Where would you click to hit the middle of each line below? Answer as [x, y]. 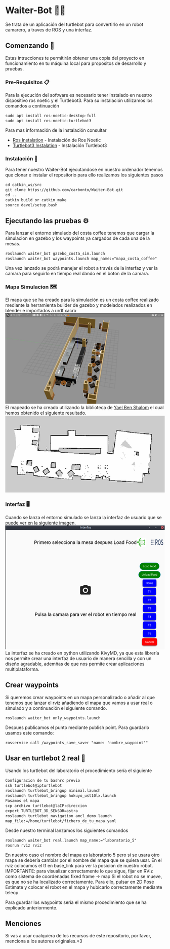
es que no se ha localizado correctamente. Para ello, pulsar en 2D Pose [80, 882]
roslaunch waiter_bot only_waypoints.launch [53, 718]
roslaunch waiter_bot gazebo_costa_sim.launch [55, 254]
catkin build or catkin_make [36, 200]
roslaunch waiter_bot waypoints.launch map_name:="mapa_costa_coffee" [81, 259]
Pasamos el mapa [22, 800]
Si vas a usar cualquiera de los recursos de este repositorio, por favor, [78, 936]
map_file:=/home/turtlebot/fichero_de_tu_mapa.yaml [61, 821]
